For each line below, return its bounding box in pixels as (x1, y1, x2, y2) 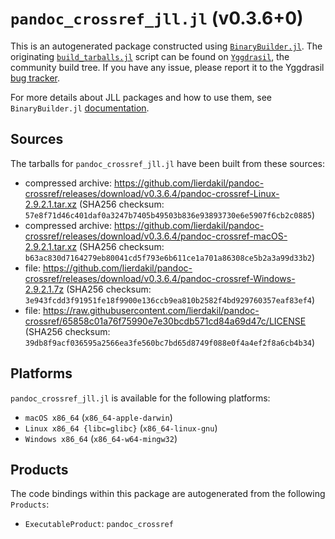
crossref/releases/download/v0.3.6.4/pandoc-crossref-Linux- (24, 187, 280, 199)
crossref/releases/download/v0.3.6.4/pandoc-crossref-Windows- (24, 272, 296, 284)
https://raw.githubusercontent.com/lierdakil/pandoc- (42, 304, 260, 316)
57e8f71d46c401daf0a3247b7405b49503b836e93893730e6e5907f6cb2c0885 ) (24, 208, 316, 221)
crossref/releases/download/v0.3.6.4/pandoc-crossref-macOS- (24, 230, 288, 242)
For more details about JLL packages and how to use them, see (10, 91, 273, 103)
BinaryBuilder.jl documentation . (10, 102, 150, 114)
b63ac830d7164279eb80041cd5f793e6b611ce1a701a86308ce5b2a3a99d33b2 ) (24, 251, 316, 263)
